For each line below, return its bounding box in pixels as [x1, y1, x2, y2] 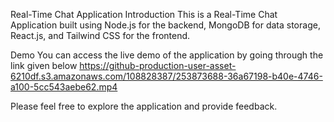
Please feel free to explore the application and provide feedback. [10, 100, 278, 112]
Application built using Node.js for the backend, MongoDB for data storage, [10, 19, 321, 31]
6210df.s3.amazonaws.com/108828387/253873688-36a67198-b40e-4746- [10, 70, 323, 82]
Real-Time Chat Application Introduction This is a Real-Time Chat [10, 9, 278, 20]
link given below [10, 60, 78, 71]
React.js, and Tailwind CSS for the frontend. [10, 30, 191, 41]
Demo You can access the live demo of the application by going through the [10, 49, 324, 61]
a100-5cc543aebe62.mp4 [10, 81, 118, 93]
